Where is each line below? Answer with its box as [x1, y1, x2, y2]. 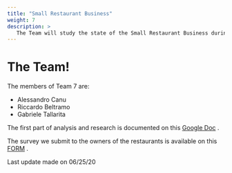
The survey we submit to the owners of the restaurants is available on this [7, 137, 217, 145]
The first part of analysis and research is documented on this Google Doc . [7, 124, 220, 132]
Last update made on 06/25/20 [7, 158, 96, 166]
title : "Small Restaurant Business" [7, 10, 113, 17]
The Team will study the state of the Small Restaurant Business [16, 29, 209, 37]
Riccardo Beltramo [17, 103, 70, 111]
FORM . [7, 145, 29, 153]
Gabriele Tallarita [17, 110, 66, 118]
